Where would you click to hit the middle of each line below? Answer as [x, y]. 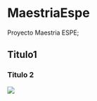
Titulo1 [22, 55]
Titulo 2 [21, 75]
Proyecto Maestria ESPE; [43, 32]
